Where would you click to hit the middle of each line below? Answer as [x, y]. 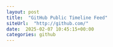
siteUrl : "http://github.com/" [47, 23]
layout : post [23, 12]
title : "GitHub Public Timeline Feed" [57, 18]
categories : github [31, 35]
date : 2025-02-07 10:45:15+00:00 [50, 29]
